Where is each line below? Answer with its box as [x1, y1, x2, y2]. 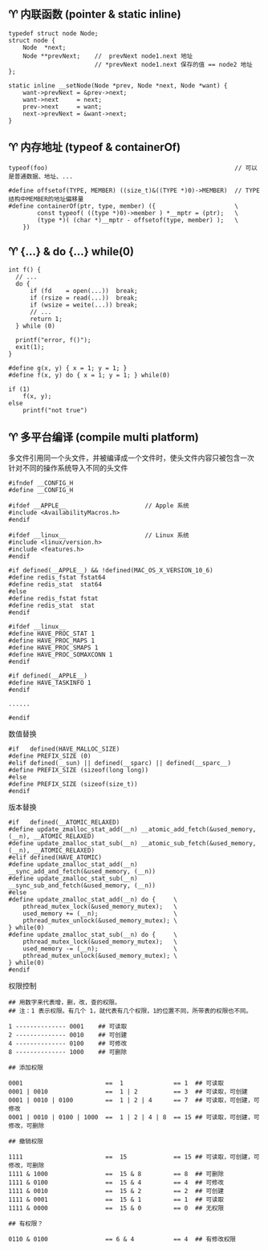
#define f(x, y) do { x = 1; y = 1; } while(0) [8, 372, 171, 380]
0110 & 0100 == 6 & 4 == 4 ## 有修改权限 [8, 1236, 237, 1244]
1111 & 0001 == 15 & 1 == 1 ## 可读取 [8, 1195, 225, 1204]
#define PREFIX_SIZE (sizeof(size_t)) [8, 780, 138, 788]
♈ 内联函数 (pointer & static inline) [8, 7, 182, 22]
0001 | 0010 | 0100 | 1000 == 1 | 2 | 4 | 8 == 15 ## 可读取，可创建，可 [8, 1114, 260, 1122]
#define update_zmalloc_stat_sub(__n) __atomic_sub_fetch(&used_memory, [8, 840, 257, 848]
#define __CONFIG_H [8, 487, 74, 495]
